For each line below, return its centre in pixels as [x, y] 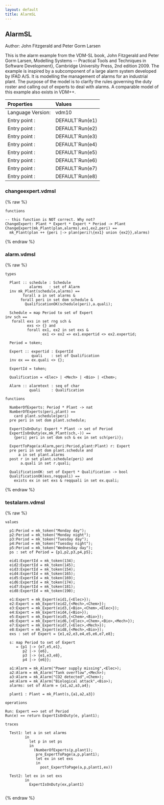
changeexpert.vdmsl [31, 191]
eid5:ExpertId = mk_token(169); [43, 578]
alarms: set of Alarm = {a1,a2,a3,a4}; [50, 686]
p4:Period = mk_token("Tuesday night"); [51, 544]
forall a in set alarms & [49, 296]
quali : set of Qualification [65, 356]
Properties [20, 104]
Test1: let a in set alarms [38, 733]
